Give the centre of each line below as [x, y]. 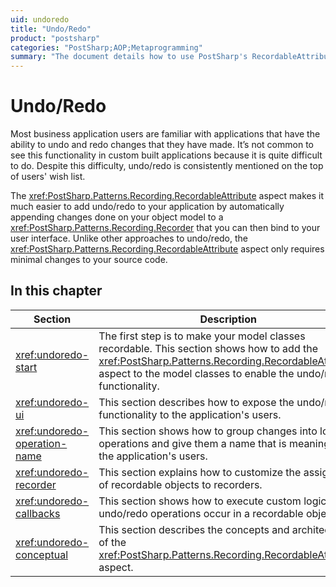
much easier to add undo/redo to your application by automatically [147, 207]
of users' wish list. [48, 177]
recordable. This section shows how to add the [208, 348]
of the [112, 542]
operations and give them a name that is [192, 443]
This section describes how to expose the [196, 402]
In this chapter [56, 291]
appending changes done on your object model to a [117, 217]
